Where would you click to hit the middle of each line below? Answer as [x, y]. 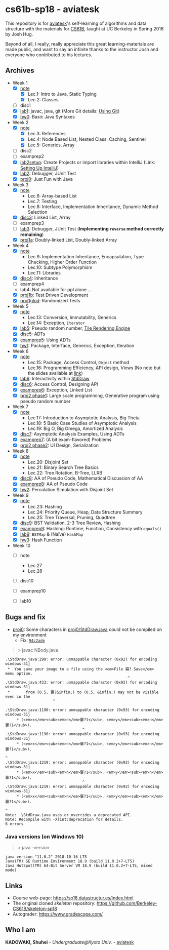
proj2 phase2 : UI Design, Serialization [59, 445]
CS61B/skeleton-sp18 [35, 908]
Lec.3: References [47, 134]
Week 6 [20, 351]
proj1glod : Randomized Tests [50, 301]
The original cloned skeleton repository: [54, 903]
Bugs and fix [25, 617]
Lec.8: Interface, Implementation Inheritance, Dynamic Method [93, 207]
